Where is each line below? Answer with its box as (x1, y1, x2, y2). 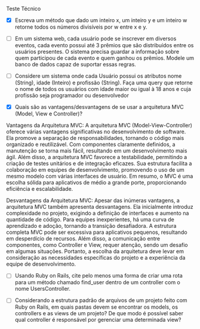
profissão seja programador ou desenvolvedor (14, 92, 130, 99)
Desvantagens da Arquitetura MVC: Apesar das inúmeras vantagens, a (6, 197, 180, 204)
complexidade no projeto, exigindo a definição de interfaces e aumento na (6, 209, 189, 217)
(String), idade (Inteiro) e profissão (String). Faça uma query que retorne (14, 79, 193, 86)
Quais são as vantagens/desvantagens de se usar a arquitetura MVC (14, 103, 184, 111)
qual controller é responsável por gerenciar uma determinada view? (14, 316, 181, 324)
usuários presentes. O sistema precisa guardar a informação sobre (14, 48, 180, 56)
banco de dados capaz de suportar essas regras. (14, 61, 136, 68)
